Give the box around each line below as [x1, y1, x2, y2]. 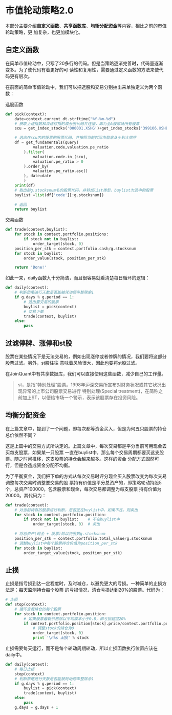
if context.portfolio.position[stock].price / [24, 621, 123, 626]
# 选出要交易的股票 [24, 299, 59, 305]
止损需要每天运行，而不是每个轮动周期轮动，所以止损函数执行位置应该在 [5, 645, 158, 651]
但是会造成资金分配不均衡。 [14, 462, 73, 468]
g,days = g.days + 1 [14, 705, 58, 710]
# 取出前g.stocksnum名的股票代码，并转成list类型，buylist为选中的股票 [14, 187, 154, 193]
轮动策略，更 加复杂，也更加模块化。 [5, 29, 83, 35]
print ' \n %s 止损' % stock [32, 635, 89, 641]
